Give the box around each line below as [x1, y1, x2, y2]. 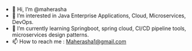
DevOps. [11, 19, 34, 25]
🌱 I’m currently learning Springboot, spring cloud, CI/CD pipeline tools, [11, 25, 187, 32]
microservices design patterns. [11, 31, 89, 38]
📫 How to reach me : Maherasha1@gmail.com [11, 38, 127, 45]
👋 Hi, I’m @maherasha [11, 6, 67, 13]
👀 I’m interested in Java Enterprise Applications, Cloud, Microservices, [11, 12, 186, 19]
